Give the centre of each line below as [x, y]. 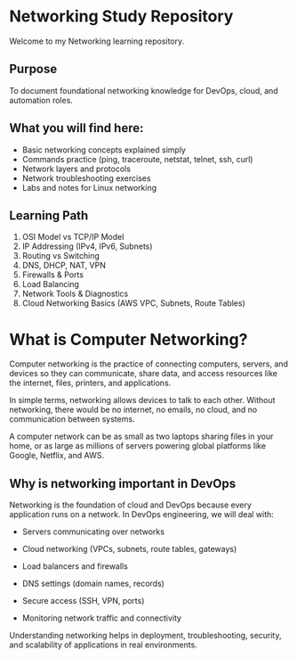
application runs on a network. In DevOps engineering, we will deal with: [141, 515]
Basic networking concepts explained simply [104, 150]
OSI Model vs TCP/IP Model [73, 237]
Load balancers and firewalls [75, 566]
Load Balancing [51, 284]
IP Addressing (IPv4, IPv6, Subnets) [87, 246]
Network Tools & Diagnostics [75, 294]
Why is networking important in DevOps [123, 483]
